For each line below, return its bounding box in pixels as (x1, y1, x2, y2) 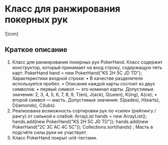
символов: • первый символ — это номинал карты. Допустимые (12, 86, 154, 92)
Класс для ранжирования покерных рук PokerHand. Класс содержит (12, 59, 163, 65)
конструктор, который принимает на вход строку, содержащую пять (12, 64, 162, 70)
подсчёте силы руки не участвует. (12, 129, 88, 135)
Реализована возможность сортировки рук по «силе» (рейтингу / (12, 107, 156, 113)
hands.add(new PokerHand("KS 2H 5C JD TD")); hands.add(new (12, 118, 149, 125)
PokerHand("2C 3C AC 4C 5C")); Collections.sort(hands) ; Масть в (12, 124, 153, 130)
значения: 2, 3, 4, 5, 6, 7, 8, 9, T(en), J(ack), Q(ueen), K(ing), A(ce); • (12, 91, 157, 97)
